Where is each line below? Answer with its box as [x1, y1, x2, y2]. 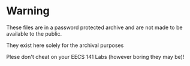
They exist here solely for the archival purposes [6, 42, 124, 49]
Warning [6, 4, 50, 18]
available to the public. [6, 30, 62, 37]
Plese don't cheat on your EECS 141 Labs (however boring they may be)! [6, 53, 185, 60]
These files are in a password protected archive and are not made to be [6, 24, 183, 31]
